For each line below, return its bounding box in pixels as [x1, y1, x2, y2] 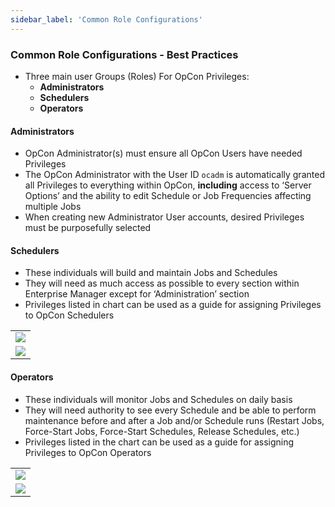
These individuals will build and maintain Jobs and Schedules [24, 267, 278, 279]
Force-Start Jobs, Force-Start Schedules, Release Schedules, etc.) [24, 425, 300, 437]
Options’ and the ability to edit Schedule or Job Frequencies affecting [24, 190, 312, 202]
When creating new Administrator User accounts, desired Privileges [24, 211, 305, 223]
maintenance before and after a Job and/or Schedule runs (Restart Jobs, [24, 414, 325, 426]
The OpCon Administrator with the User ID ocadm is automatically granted [24, 169, 325, 181]
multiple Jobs [24, 201, 82, 213]
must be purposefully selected [24, 222, 152, 234]
